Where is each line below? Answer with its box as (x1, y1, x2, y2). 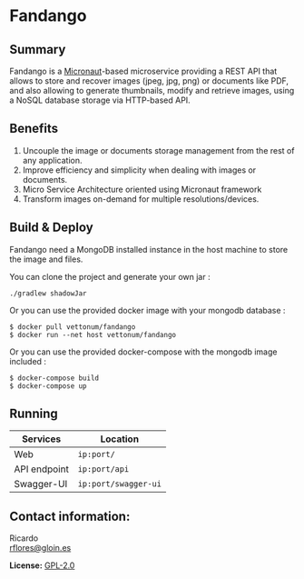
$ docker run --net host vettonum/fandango (9, 330, 177, 339)
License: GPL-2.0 (9, 560, 75, 571)
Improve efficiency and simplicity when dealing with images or (22, 165, 257, 175)
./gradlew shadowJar (9, 288, 88, 298)
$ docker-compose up (9, 381, 88, 391)
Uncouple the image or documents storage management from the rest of (22, 145, 295, 155)
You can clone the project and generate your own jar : (9, 271, 211, 282)
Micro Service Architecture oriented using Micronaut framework (22, 184, 262, 195)
